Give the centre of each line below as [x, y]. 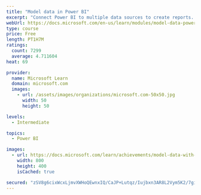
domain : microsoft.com [40, 84]
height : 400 [32, 166]
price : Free [21, 34]
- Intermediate [31, 122]
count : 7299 [27, 51]
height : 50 [36, 106]
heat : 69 [17, 62]
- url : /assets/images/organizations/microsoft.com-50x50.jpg [96, 95]
